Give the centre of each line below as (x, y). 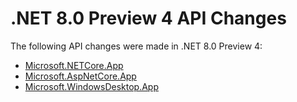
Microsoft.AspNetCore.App (80, 76)
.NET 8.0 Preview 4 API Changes (148, 18)
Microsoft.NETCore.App (74, 65)
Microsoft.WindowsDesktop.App (91, 86)
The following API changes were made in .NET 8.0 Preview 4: (136, 46)
